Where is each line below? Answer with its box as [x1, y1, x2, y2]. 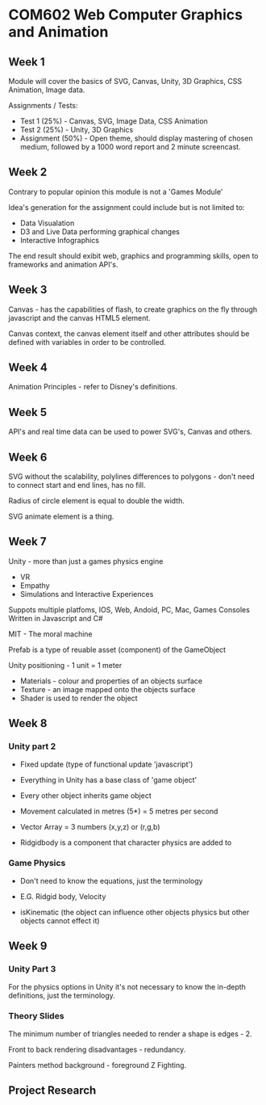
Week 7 [8, 535, 47, 548]
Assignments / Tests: [8, 101, 78, 110]
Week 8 [8, 716, 48, 730]
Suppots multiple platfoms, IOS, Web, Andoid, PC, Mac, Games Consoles [8, 604, 250, 615]
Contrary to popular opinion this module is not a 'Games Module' [8, 187, 223, 196]
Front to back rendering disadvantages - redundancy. [8, 1044, 186, 1054]
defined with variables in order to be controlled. [8, 337, 167, 347]
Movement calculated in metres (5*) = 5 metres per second [19, 806, 218, 816]
